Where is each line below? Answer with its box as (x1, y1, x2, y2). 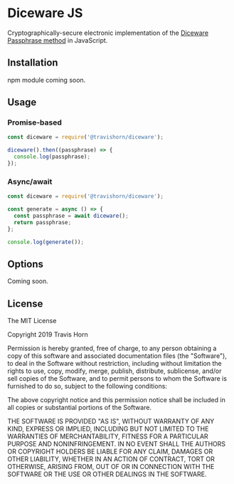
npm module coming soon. (7, 75, 86, 84)
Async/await (7, 177, 53, 186)
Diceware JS (7, 5, 83, 21)
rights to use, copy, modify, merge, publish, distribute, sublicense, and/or (7, 367, 222, 375)
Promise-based (7, 117, 63, 127)
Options (7, 258, 44, 270)
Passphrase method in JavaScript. (7, 36, 108, 44)
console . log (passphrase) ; (14, 153, 91, 161)
